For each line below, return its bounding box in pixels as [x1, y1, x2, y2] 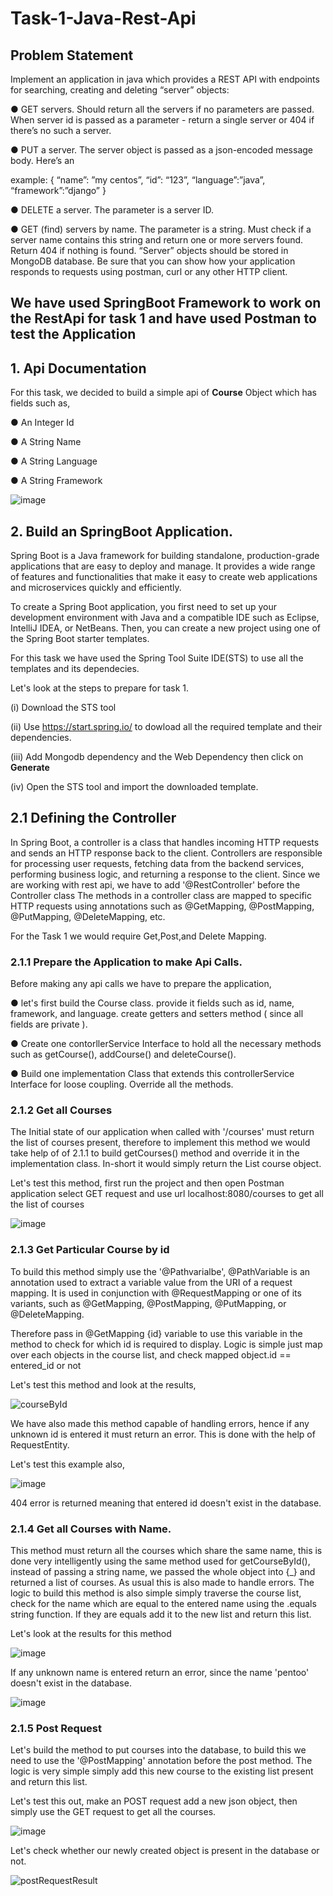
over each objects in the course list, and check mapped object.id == [10, 1348, 292, 1361]
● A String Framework [10, 475, 103, 487]
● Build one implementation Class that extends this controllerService [10, 1068, 295, 1080]
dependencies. [10, 732, 72, 744]
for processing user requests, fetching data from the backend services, [10, 857, 305, 869]
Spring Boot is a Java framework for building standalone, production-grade [10, 550, 320, 562]
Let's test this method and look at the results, [10, 1378, 197, 1391]
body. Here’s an [10, 155, 75, 166]
